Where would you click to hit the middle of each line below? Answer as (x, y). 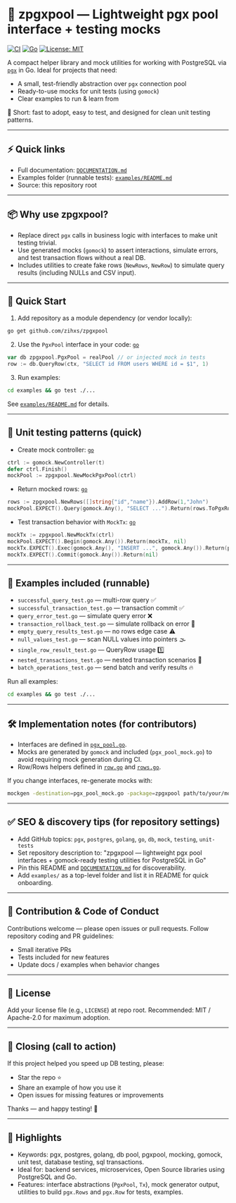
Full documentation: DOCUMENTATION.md (72, 170)
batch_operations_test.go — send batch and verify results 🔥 (105, 667)
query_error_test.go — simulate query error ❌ (85, 616)
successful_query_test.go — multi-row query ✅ (87, 600)
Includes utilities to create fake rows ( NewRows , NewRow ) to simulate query (121, 265)
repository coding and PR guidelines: (61, 936)
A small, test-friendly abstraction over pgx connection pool (102, 83)
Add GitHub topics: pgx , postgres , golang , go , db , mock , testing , (107, 839)
